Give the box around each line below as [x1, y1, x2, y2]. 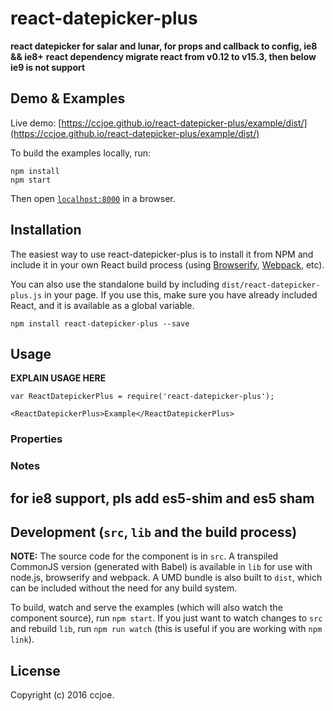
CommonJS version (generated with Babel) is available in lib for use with [10, 561, 313, 573]
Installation [10, 222, 82, 239]
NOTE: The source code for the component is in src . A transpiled [10, 550, 279, 562]
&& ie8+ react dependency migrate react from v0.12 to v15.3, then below [10, 50, 317, 62]
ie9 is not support [10, 61, 86, 73]
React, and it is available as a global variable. [10, 299, 195, 311]
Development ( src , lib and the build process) [10, 524, 298, 541]
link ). [10, 633, 35, 646]
